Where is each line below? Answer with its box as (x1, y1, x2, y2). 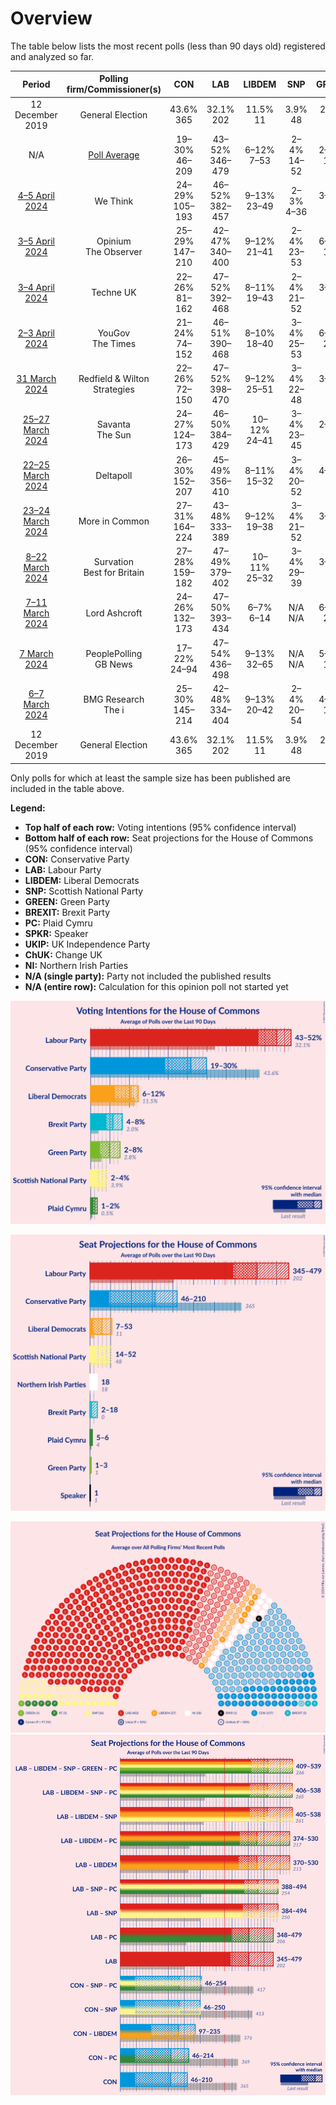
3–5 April (17, 235, 56, 247)
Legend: (10, 802, 46, 814)
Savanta (96, 418, 131, 431)
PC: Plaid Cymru (24, 917, 93, 929)
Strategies (92, 383, 135, 396)
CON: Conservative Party (24, 853, 130, 865)
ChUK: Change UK (24, 948, 103, 961)
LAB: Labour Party (24, 863, 102, 876)
